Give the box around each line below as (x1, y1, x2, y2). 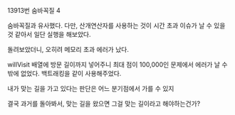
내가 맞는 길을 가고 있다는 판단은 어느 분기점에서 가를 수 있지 (7, 84, 174, 92)
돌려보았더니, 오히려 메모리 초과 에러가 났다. (7, 45, 130, 53)
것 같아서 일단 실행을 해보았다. (7, 31, 91, 38)
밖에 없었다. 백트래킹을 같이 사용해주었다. (7, 70, 122, 77)
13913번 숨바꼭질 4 (7, 6, 61, 14)
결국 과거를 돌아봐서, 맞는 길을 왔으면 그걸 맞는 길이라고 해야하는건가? (7, 99, 201, 108)
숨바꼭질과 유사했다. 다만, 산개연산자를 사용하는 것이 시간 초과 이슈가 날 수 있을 (7, 21, 226, 30)
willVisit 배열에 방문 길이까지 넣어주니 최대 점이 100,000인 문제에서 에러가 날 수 (7, 60, 228, 69)
